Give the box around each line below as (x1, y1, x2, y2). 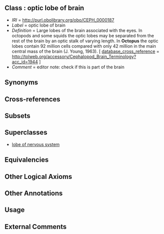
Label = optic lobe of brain (11, 22, 66, 28)
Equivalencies (4, 156, 49, 164)
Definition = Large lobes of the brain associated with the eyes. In (11, 27, 143, 33)
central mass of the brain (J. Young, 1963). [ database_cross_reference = (11, 48, 160, 54)
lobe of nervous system (11, 141, 60, 147)
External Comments (4, 222, 67, 231)
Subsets (4, 112, 30, 120)
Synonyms (4, 78, 38, 87)
